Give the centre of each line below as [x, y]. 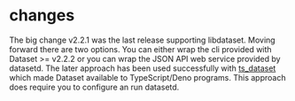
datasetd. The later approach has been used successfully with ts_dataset [143, 68]
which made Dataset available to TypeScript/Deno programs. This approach [147, 77]
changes [42, 16]
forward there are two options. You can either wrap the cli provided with [140, 49]
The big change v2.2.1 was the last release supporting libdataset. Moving [143, 40]
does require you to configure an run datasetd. [94, 87]
